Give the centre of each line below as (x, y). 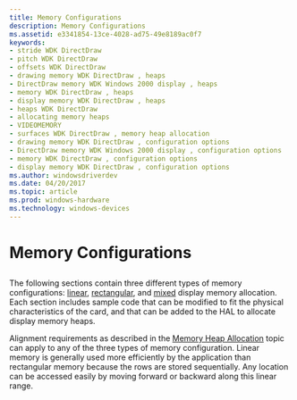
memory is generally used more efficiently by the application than (130, 357)
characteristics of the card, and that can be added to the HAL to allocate (142, 312)
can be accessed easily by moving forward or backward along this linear (143, 377)
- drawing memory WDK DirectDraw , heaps (88, 76)
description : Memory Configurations (77, 26)
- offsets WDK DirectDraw (57, 68)
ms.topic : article (43, 192)
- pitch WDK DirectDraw (54, 59)
